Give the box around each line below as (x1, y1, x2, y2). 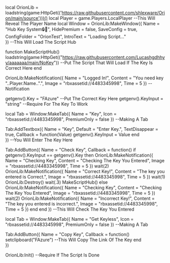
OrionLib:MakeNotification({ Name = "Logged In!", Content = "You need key (5, 75, 164, 81)
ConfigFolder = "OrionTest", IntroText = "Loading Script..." (5, 34, 126, 40)
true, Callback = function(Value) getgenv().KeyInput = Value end (5, 132, 140, 137)
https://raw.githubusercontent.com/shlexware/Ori (61, 10, 165, 16)
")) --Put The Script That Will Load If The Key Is (53, 60, 153, 66)
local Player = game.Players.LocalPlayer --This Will (49, 15, 156, 21)
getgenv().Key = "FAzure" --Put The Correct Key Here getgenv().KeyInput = (5, 96, 164, 101)
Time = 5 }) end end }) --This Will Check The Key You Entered (5, 206, 134, 212)
